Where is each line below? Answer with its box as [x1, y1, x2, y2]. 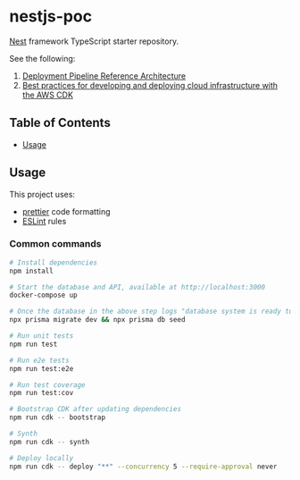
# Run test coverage [9, 380, 87, 390]
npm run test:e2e [9, 364, 74, 373]
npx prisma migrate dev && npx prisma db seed [9, 316, 186, 324]
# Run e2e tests [9, 356, 70, 365]
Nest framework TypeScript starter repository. [9, 36, 179, 46]
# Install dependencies [9, 257, 98, 267]
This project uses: [9, 189, 76, 199]
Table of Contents [9, 115, 112, 131]
